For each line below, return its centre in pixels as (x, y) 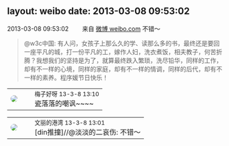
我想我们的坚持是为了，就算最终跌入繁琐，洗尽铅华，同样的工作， (129, 60)
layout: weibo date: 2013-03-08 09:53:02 (98, 11)
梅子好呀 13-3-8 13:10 (67, 94)
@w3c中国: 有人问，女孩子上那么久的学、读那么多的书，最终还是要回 (122, 43)
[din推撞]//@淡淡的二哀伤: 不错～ (88, 132)
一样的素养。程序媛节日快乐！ (66, 77)
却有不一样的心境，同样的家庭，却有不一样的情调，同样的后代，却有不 (123, 69)
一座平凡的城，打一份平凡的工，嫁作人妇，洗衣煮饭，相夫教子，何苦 (120, 51)
